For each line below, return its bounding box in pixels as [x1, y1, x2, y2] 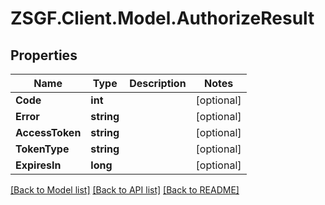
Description [129, 77, 187, 90]
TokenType [15, 142, 70, 156]
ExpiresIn [15, 158, 62, 172]
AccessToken [15, 126, 82, 139]
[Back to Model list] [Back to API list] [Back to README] [10, 184, 240, 196]
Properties [10, 47, 78, 64]
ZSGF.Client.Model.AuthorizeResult [10, 7, 315, 30]
